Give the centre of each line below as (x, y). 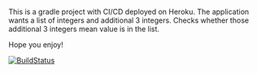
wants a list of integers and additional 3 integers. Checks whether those (129, 20)
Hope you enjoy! (36, 45)
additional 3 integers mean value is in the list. (84, 29)
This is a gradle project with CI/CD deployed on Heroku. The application (129, 12)
